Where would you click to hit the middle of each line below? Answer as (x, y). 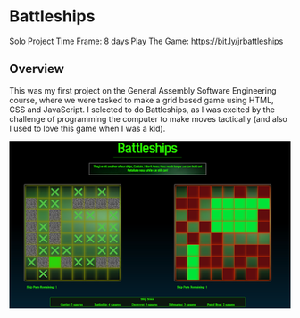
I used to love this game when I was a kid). (87, 128)
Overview (37, 69)
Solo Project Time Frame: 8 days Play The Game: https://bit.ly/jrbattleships (146, 41)
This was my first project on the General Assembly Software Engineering (143, 90)
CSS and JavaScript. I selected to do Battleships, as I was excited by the (142, 110)
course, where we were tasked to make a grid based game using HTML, (142, 100)
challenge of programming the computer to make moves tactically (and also (149, 118)
